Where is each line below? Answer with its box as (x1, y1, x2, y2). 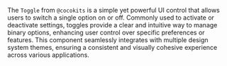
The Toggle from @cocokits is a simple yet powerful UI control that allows (7, 6, 220, 14)
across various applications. (7, 51, 90, 59)
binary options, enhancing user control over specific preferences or (7, 28, 205, 37)
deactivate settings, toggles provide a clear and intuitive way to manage (7, 21, 218, 29)
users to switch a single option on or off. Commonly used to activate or (7, 13, 215, 22)
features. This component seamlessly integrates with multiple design (7, 36, 209, 44)
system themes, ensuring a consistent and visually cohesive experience (7, 44, 218, 51)
